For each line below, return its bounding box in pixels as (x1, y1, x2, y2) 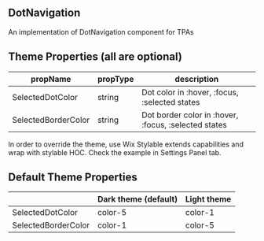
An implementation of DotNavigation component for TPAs (8, 27, 194, 36)
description (174, 73, 219, 84)
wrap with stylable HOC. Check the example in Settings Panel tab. (8, 147, 222, 157)
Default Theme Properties (8, 171, 137, 184)
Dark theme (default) (97, 194, 178, 205)
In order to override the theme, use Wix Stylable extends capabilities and (8, 139, 244, 149)
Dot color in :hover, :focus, (141, 87, 239, 98)
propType (97, 73, 134, 84)
